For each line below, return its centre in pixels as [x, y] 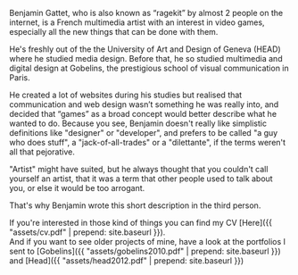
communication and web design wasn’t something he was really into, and [144, 104]
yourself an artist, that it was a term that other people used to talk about [141, 179]
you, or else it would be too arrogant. [77, 188]
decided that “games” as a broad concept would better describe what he [143, 114]
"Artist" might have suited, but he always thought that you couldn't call [139, 169]
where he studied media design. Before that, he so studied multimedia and [146, 58]
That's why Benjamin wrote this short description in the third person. [135, 205]
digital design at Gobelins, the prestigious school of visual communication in [149, 68]
